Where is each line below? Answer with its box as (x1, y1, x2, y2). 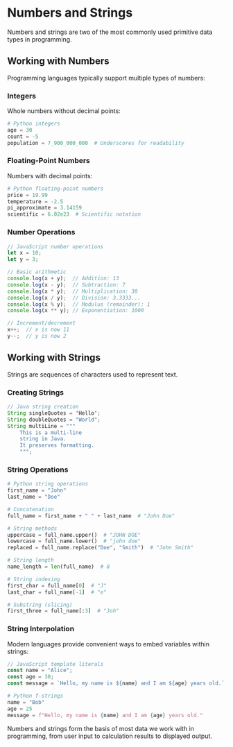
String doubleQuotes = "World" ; (7, 416, 101, 423)
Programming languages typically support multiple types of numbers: (7, 74, 206, 82)
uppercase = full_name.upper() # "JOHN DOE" (7, 531, 141, 538)
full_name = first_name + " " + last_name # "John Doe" (7, 512, 175, 520)
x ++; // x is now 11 (7, 326, 70, 334)
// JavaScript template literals (7, 660, 104, 667)
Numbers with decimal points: (7, 171, 93, 180)
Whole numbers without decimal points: (7, 107, 121, 115)
